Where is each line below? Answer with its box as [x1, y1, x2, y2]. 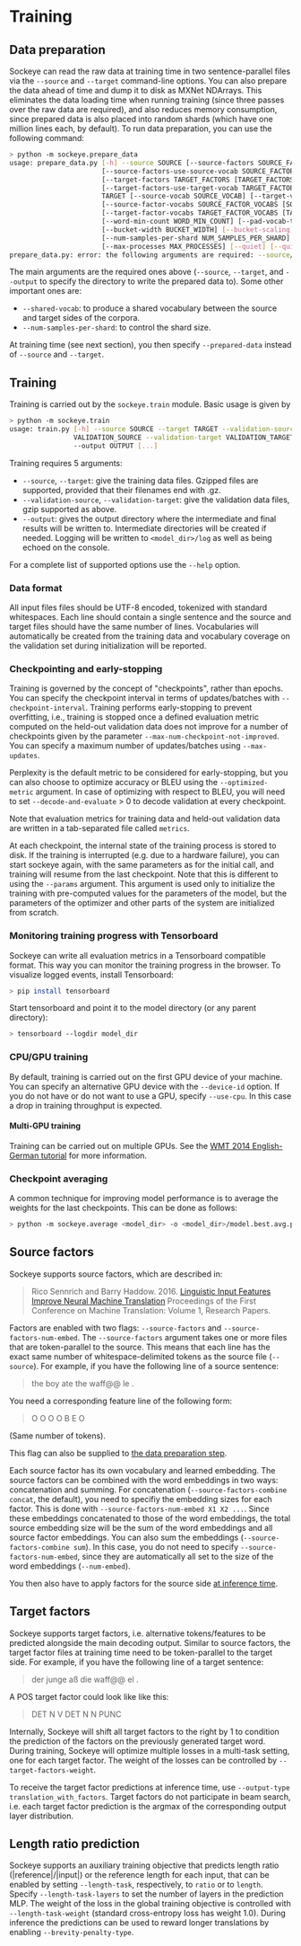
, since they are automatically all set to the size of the [77, 1551, 274, 1561]
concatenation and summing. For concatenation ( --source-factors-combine [9, 1484, 288, 1495]
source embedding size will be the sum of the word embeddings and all [9, 1522, 273, 1533]
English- [252, 1140, 284, 1151]
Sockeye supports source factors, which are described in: [9, 1269, 223, 1279]
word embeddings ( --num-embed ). [9, 1561, 132, 1571]
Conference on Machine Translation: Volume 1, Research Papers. [30, 1305, 271, 1315]
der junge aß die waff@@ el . [30, 1674, 139, 1685]
